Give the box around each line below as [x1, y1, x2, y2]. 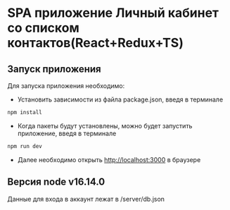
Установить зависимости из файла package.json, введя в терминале [17, 95, 224, 104]
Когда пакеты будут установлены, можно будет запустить [17, 121, 193, 130]
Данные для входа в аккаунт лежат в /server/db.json [7, 194, 165, 203]
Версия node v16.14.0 [7, 176, 106, 188]
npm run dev [7, 142, 42, 149]
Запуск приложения [7, 63, 101, 75]
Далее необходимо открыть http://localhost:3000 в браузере [17, 155, 201, 163]
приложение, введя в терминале [17, 129, 117, 137]
